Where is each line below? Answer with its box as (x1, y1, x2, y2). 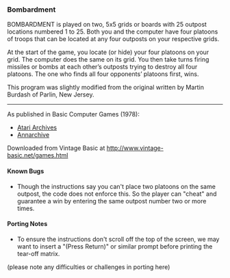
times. (16, 204, 35, 212)
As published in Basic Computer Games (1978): (7, 110, 140, 118)
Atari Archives (16, 123, 57, 131)
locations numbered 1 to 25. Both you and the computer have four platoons (7, 27, 218, 36)
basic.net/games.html (7, 151, 68, 160)
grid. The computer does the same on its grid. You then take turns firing (7, 55, 209, 64)
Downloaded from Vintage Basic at (7, 144, 105, 152)
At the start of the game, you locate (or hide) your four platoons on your (7, 48, 209, 56)
